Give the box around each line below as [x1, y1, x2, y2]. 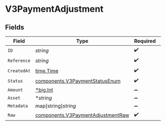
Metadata [7, 103, 28, 109]
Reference [7, 58, 31, 63]
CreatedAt [7, 68, 31, 73]
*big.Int [35, 87, 53, 93]
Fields [5, 23, 25, 31]
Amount [7, 87, 23, 93]
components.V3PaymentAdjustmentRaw [35, 112, 129, 119]
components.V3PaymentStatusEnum [35, 77, 121, 84]
